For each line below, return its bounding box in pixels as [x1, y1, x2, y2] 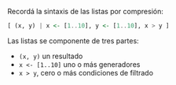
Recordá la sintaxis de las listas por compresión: [7, 7, 164, 16]
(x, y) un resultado [18, 51, 83, 61]
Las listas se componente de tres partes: [7, 35, 139, 46]
